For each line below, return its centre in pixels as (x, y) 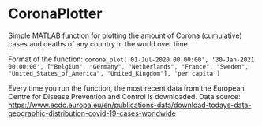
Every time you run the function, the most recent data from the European (126, 88)
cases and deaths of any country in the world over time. (99, 43)
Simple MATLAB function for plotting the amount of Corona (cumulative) (125, 35)
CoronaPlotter (55, 14)
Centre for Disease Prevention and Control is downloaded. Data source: (124, 96)
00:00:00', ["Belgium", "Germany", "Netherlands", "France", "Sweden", (128, 67)
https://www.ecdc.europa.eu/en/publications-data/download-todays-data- (130, 105)
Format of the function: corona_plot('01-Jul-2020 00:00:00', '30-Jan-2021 (131, 59)
